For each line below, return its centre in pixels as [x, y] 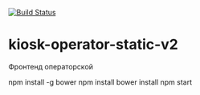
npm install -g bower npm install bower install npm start [100, 82]
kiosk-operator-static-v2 [93, 45]
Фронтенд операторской [51, 66]
